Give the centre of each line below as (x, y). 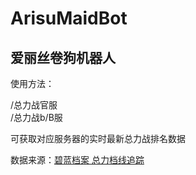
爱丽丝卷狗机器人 (63, 57)
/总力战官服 (34, 105)
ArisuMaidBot (69, 18)
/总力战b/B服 (36, 117)
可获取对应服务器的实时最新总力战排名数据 (98, 138)
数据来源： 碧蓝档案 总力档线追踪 (77, 160)
